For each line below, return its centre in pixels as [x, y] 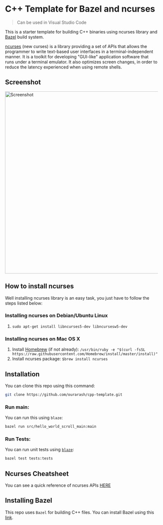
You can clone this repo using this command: [50, 386]
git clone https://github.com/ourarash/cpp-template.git [64, 394]
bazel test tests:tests [29, 458]
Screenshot [23, 82]
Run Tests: [18, 439]
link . [9, 517]
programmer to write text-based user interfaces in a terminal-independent [79, 51]
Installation [22, 374]
